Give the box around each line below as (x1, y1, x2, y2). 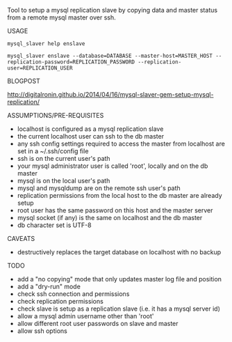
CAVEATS (7, 235, 35, 242)
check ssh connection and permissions (17, 290, 130, 298)
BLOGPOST (7, 77, 40, 85)
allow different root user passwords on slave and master (17, 320, 179, 327)
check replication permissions (17, 297, 104, 305)
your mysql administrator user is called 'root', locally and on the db (17, 162, 208, 170)
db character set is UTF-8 (17, 221, 92, 229)
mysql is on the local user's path (17, 177, 110, 185)
